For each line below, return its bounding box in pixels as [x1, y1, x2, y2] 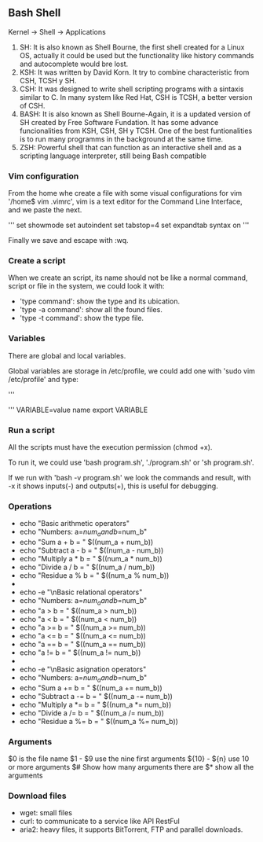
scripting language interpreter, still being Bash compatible [19, 151, 206, 160]
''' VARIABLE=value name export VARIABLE [8, 405, 148, 414]
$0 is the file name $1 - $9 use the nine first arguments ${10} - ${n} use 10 [8, 754, 250, 763]
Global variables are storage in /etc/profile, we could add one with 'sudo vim [8, 366, 255, 376]
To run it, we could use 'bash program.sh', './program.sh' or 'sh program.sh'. [8, 458, 254, 467]
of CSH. [19, 101, 46, 110]
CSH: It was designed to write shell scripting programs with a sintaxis [19, 84, 244, 94]
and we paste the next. [8, 205, 82, 215]
